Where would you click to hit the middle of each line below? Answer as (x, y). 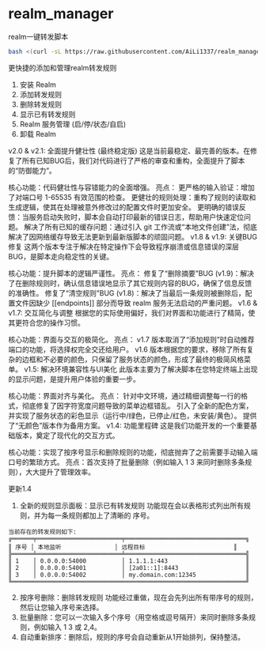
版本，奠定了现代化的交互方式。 (67, 435)
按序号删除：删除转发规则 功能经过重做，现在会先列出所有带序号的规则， (139, 597)
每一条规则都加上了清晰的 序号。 (101, 515)
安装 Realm (38, 85)
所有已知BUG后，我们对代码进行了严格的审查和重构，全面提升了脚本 (133, 160)
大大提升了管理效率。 (60, 472)
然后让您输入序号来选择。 (61, 607)
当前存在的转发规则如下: (42, 532)
